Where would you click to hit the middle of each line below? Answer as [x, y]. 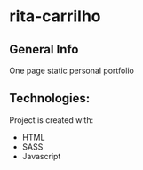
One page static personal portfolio [72, 70]
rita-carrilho [55, 16]
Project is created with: [52, 120]
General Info [44, 49]
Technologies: [50, 98]
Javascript [41, 156]
